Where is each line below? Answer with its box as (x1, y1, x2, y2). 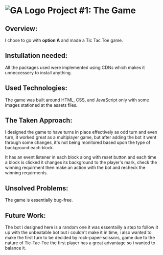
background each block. (5, 145, 54, 151)
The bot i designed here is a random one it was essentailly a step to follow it (5, 224, 158, 230)
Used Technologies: (5, 84, 68, 93)
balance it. (5, 245, 26, 251)
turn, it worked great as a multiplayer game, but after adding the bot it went (5, 135, 157, 140)
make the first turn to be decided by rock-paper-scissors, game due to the (5, 235, 155, 241)
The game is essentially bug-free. (5, 197, 73, 203)
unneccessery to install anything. (5, 70, 72, 75)
